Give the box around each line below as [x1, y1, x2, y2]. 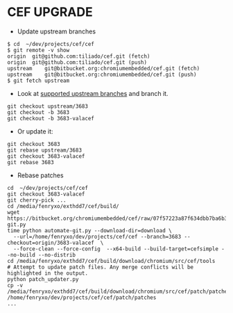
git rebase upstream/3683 [7, 147, 82, 154]
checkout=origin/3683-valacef [7, 239, 95, 246]
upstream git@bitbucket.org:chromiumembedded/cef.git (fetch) [7, 65, 200, 72]
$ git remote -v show [7, 47, 70, 54]
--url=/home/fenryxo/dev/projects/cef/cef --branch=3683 [13, 233, 182, 240]
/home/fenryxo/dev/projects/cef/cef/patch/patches [7, 294, 157, 301]
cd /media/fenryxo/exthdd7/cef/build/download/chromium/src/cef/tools [7, 257, 216, 264]
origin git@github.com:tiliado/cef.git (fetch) [7, 53, 150, 60]
